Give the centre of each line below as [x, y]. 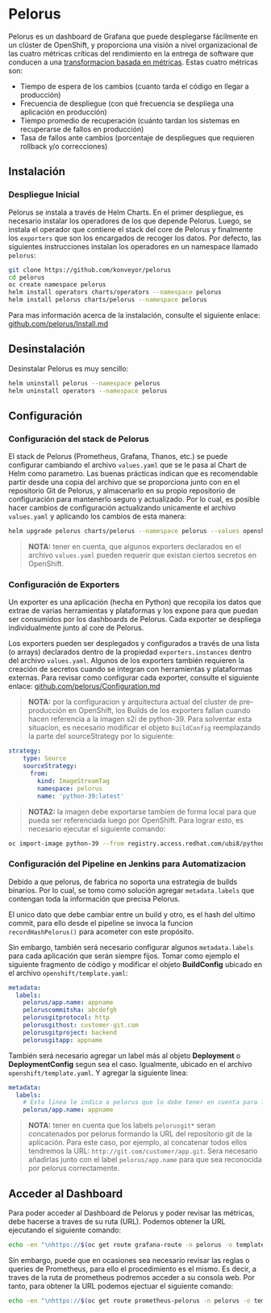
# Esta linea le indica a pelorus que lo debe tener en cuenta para [140, 1103]
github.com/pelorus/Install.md [58, 324]
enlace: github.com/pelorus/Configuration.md [84, 686]
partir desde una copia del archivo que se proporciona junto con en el [124, 482]
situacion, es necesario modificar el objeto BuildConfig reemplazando [144, 727]
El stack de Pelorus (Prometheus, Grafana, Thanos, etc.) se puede [118, 456]
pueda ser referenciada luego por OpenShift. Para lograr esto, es [136, 820]
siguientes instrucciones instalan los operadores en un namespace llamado [133, 246]
